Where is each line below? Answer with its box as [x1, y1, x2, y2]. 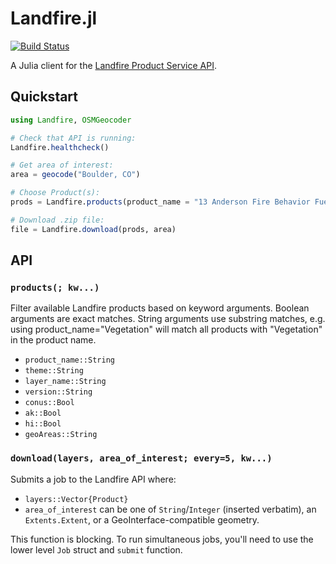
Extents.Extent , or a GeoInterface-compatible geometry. [24, 513, 260, 526]
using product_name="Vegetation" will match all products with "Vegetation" [10, 323, 323, 336]
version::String [24, 387, 93, 397]
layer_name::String [24, 377, 107, 387]
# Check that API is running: [10, 133, 137, 143]
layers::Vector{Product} [24, 494, 129, 504]
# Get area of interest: [10, 160, 114, 171]
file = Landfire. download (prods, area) [10, 224, 177, 234]
